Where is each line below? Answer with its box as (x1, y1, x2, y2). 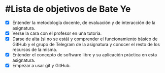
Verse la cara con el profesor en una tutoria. (12, 30, 102, 36)
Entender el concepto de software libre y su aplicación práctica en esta (12, 52, 157, 58)
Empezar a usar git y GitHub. (12, 63, 71, 69)
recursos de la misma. (12, 47, 58, 52)
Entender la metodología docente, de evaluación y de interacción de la (12, 20, 156, 25)
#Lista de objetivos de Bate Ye (5, 3, 131, 15)
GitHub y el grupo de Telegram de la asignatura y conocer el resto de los (12, 42, 160, 48)
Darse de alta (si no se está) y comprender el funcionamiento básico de (12, 36, 158, 42)
